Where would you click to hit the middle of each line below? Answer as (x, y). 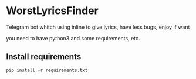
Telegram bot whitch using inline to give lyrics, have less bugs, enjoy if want (98, 27)
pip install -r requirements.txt (47, 70)
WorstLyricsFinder (52, 11)
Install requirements (44, 57)
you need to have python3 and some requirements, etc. (73, 38)
